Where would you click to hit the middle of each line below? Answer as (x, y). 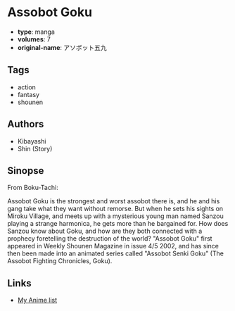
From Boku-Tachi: (33, 188)
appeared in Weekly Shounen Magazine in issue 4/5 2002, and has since (113, 246)
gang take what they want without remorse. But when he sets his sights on (115, 209)
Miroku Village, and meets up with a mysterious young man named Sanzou (115, 216)
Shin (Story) (35, 148)
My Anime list (37, 300)
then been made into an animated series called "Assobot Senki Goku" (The (115, 253)
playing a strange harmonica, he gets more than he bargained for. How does (118, 224)
